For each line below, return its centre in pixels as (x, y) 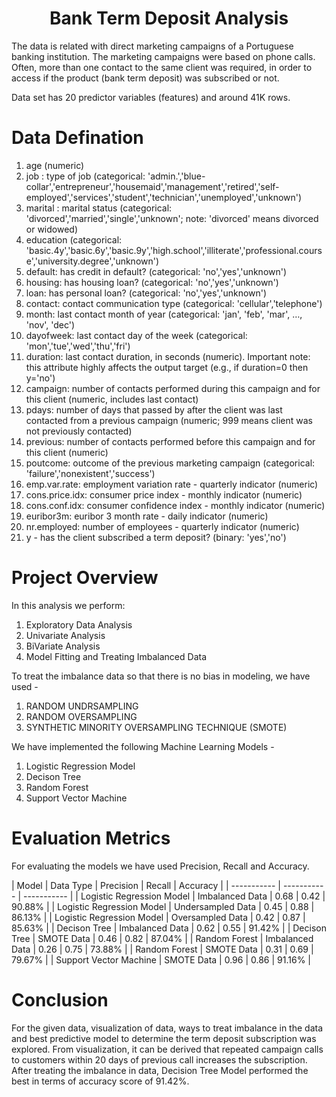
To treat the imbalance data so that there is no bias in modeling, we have (161, 676)
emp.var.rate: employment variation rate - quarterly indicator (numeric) (172, 484)
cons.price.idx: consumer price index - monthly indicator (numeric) (164, 494)
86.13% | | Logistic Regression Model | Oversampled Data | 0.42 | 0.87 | (158, 917)
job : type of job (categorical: (85, 176)
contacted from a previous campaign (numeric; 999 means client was (169, 420)
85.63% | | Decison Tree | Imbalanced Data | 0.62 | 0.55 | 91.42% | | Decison (169, 928)
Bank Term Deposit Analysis (169, 18)
